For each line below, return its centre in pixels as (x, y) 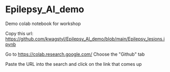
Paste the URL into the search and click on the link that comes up (74, 64)
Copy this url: (19, 33)
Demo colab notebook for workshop (43, 23)
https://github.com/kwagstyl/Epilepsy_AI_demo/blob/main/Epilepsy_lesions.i (85, 39)
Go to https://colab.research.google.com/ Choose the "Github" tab (75, 54)
